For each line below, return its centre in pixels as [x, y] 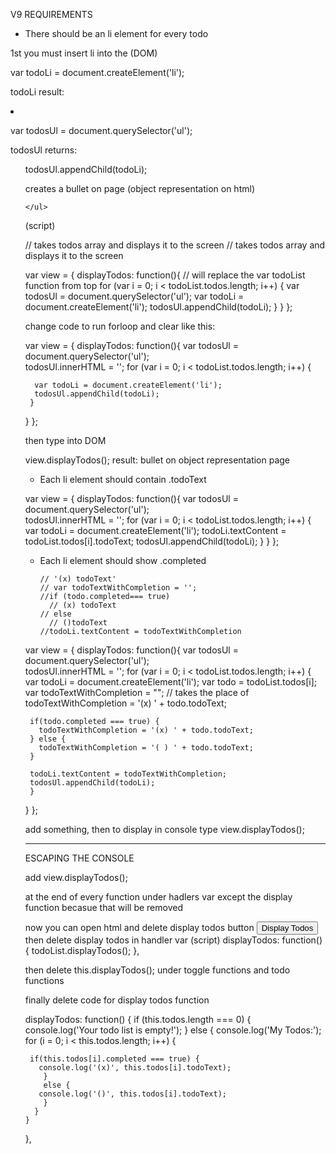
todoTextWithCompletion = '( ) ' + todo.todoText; [146, 748]
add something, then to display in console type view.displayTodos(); [164, 829]
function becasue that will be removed [103, 907]
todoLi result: [37, 92]
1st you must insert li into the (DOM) [84, 53]
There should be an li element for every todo [116, 33]
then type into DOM [65, 440]
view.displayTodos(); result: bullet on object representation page [157, 460]
